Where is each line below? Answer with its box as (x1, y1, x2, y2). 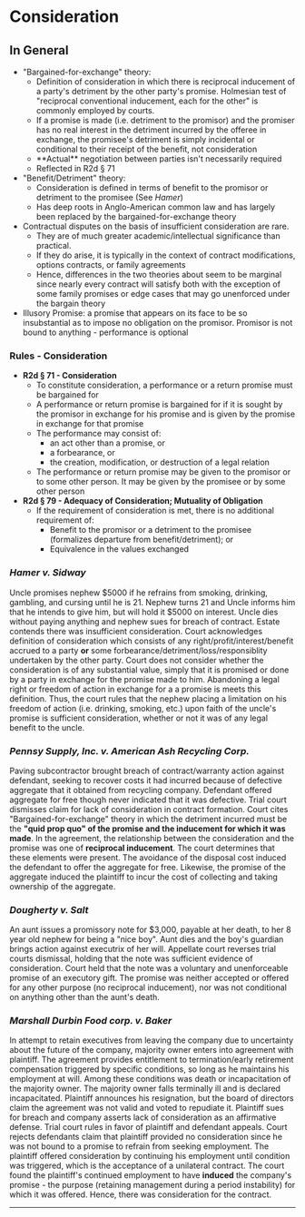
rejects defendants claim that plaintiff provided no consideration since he (9, 1132, 283, 1143)
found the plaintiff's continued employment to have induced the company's (9, 1170, 292, 1181)
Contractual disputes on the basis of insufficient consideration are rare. (22, 221, 290, 231)
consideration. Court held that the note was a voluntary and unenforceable (9, 963, 289, 974)
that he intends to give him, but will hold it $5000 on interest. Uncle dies (9, 606, 279, 617)
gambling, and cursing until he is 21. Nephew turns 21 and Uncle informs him (9, 596, 296, 607)
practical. (35, 240, 72, 250)
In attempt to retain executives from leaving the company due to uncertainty (9, 1035, 294, 1045)
